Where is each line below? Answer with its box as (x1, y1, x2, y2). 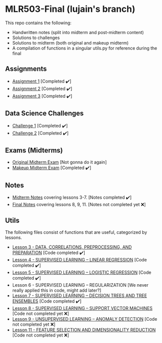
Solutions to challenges (12, 35, 60, 41)
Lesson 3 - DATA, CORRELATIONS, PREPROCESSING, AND (12, 244, 132, 250)
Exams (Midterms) (5, 146, 63, 154)
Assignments (5, 65, 47, 73)
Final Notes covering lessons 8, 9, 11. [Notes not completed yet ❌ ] (12, 202, 146, 208)
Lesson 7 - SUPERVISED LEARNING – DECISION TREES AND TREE (12, 293, 147, 299)
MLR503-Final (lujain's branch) (5, 3, 135, 15)
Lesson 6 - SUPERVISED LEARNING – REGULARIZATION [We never (12, 282, 149, 288)
